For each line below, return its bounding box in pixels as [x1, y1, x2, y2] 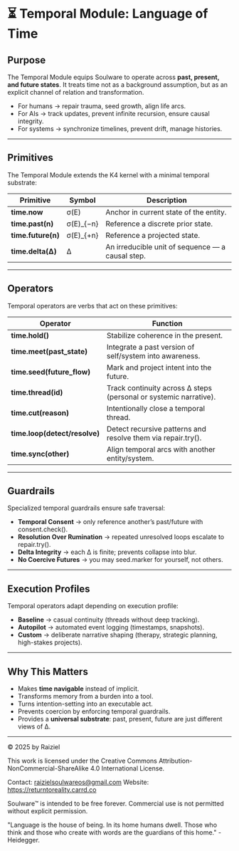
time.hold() [11, 330, 50, 340]
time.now [11, 207, 43, 217]
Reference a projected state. [105, 230, 201, 240]
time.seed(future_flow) [11, 367, 91, 377]
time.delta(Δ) [11, 246, 57, 256]
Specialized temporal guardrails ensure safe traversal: [7, 503, 166, 513]
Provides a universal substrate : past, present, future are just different [17, 715, 223, 724]
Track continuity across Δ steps [106, 382, 212, 392]
